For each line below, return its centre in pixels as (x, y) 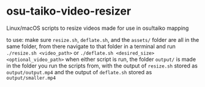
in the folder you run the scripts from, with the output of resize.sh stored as (102, 66)
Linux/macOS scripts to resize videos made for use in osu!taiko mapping (98, 28)
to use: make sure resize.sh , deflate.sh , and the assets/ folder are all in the (103, 40)
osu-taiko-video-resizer (69, 11)
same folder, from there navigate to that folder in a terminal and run (91, 46)
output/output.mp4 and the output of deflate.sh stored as (79, 72)
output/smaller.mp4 (31, 78)
